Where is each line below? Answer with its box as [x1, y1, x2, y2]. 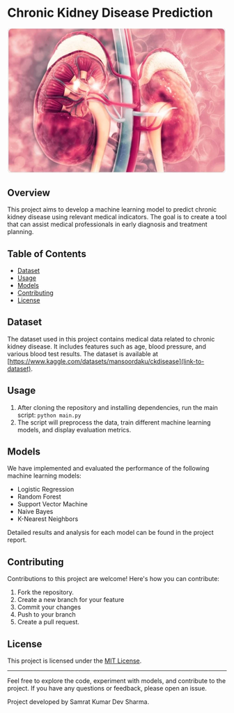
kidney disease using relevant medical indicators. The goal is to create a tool [7, 213, 227, 221]
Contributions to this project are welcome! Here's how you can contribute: [7, 575, 219, 583]
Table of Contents [7, 248, 87, 260]
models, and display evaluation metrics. [17, 425, 132, 434]
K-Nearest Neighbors [17, 515, 79, 523]
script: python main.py [17, 411, 81, 419]
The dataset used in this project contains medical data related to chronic [7, 335, 215, 343]
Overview [7, 186, 51, 198]
